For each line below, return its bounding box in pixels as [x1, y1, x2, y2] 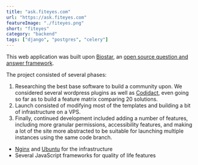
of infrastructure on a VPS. [14, 109, 81, 115]
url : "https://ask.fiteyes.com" [6, 14, 87, 20]
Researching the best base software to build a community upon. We [14, 83, 182, 90]
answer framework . [6, 59, 54, 67]
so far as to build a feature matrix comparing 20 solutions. [14, 95, 159, 103]
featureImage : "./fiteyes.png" [6, 20, 84, 26]
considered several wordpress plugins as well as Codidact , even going [14, 89, 189, 96]
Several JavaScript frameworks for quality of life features [14, 152, 156, 159]
